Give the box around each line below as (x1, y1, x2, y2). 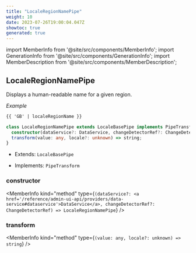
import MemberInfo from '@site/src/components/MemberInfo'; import (6, 46, 174, 53)
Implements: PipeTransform (14, 162, 80, 169)
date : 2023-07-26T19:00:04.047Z (6, 19, 85, 25)
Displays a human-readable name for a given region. (6, 91, 132, 98)
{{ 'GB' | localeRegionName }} (6, 113, 82, 120)
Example (6, 102, 27, 109)
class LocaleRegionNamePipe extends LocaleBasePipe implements (6, 124, 163, 130)
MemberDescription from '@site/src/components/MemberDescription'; (6, 59, 177, 66)
